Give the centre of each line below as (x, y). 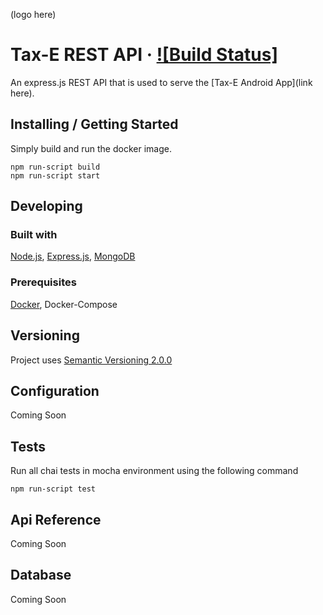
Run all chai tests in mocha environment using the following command (154, 471)
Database (41, 575)
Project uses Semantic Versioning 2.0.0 (91, 360)
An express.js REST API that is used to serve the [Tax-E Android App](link (161, 82)
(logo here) (33, 14)
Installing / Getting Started (94, 124)
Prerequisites (43, 282)
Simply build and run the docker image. (91, 148)
